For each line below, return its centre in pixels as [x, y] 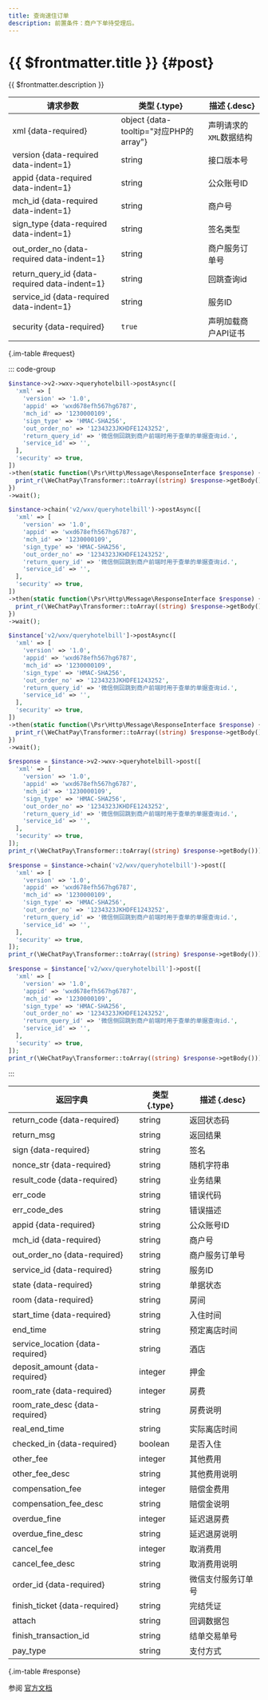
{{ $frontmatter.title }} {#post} [111, 63]
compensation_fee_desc [58, 1503]
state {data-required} [53, 1284]
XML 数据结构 [230, 138]
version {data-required [55, 155]
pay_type [29, 1650]
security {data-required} [59, 327]
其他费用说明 [213, 1474]
